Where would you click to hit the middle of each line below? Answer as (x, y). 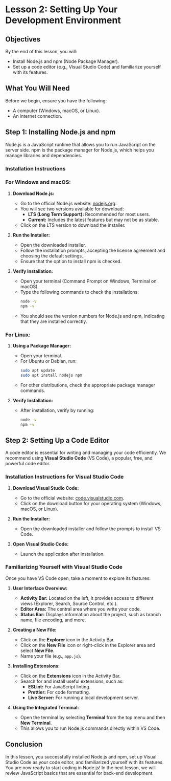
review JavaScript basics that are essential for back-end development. (80, 773)
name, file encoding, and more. (53, 620)
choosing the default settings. (52, 256)
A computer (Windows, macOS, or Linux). (56, 111)
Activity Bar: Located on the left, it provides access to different (87, 598)
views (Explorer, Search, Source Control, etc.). (69, 603)
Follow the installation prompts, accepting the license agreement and (93, 250)
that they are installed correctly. (54, 321)
